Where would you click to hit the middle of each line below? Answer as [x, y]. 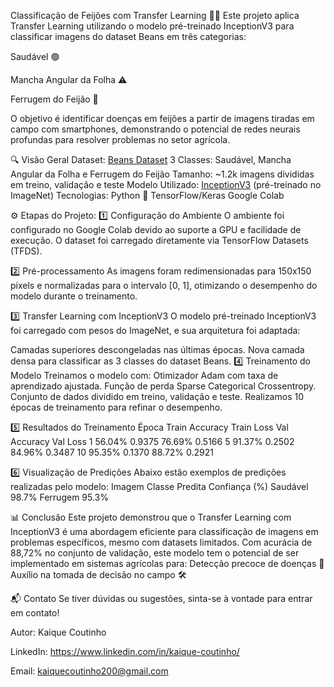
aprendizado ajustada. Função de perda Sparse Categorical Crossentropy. [163, 386]
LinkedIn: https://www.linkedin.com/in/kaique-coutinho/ [125, 651]
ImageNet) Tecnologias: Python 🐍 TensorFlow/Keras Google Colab [147, 195]
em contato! [35, 613]
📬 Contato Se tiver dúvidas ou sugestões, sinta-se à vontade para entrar [161, 598]
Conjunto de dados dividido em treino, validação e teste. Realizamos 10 [157, 396]
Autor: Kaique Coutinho [58, 632]
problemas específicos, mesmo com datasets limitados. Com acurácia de [161, 542]
